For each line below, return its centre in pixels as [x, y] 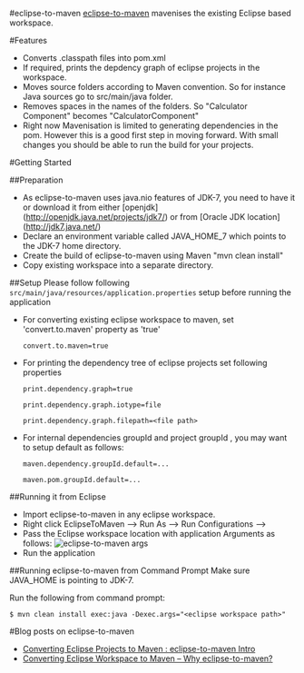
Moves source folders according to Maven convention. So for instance [154, 87]
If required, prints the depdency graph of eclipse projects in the [141, 68]
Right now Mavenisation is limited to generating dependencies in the [150, 125]
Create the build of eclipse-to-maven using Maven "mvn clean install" [153, 255]
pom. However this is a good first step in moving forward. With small [150, 135]
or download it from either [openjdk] [90, 207]
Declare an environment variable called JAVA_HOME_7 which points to [154, 236]
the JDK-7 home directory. [72, 246]
